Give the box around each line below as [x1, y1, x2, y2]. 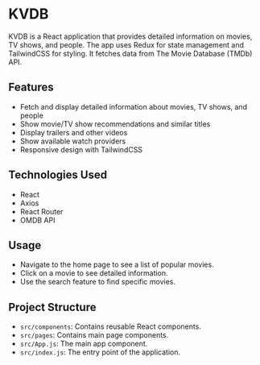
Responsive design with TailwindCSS [19, 144, 143, 154]
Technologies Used [8, 168, 107, 182]
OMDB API [19, 215, 56, 225]
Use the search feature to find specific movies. [19, 277, 175, 287]
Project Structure [8, 300, 97, 314]
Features [8, 81, 54, 94]
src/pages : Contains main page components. [19, 330, 169, 340]
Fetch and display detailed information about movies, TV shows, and [19, 102, 248, 111]
